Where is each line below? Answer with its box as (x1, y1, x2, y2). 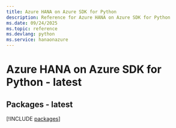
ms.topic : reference (6, 25, 58, 32)
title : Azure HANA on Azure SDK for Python (6, 8, 117, 15)
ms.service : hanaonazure (6, 37, 68, 43)
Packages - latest (6, 99, 73, 109)
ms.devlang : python (6, 31, 55, 37)
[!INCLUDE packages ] (6, 115, 61, 122)
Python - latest (6, 76, 82, 89)
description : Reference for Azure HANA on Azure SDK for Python (6, 14, 171, 20)
